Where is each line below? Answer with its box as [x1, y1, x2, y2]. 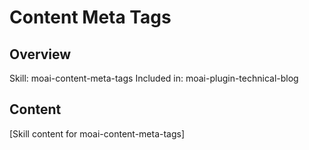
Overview [9, 46, 72, 63]
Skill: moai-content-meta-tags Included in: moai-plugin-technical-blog [9, 72, 299, 84]
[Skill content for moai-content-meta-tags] [9, 127, 186, 140]
